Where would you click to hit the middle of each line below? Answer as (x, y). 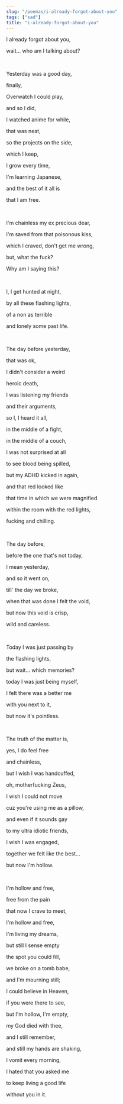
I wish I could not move (34, 796)
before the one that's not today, (45, 556)
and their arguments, (32, 407)
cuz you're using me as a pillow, (45, 808)
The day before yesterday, (38, 349)
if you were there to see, (36, 1003)
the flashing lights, (29, 659)
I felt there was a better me (39, 693)
